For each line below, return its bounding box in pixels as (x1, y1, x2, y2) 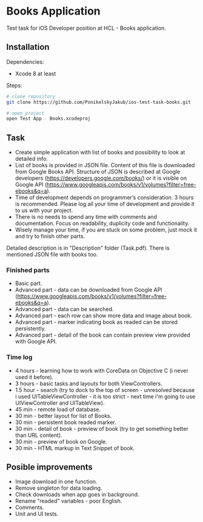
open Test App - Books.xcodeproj (6, 115, 91, 122)
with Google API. (15, 338, 58, 345)
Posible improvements (6, 462, 93, 472)
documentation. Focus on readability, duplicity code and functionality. (15, 220, 190, 227)
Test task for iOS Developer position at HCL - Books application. (6, 24, 167, 32)
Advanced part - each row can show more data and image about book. (15, 312, 193, 320)
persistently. (15, 325, 47, 332)
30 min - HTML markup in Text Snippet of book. (15, 444, 135, 452)
